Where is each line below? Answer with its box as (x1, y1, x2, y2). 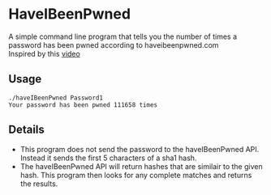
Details (8, 123, 45, 137)
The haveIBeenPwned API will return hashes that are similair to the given (19, 161, 263, 171)
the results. (19, 179, 58, 189)
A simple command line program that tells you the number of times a (8, 32, 238, 41)
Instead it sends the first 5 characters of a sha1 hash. (19, 153, 197, 163)
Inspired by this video (8, 49, 81, 58)
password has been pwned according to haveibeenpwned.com (8, 40, 219, 49)
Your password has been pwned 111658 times (8, 100, 158, 109)
